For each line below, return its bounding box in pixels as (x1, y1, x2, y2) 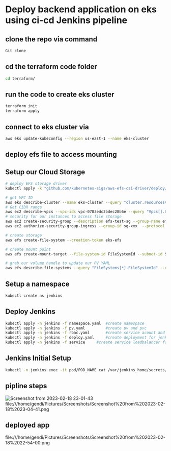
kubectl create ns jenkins (5, 293, 63, 298)
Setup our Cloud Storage (5, 168, 85, 176)
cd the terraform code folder (5, 62, 98, 71)
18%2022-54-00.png (5, 440, 50, 446)
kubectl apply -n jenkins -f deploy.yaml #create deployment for (5, 335, 156, 340)
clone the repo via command (5, 35, 98, 43)
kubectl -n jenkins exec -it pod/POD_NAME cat (5, 367, 106, 372)
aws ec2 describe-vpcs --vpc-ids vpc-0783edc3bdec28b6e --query (5, 209, 145, 215)
